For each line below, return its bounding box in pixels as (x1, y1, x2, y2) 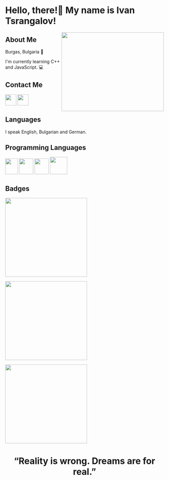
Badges (5, 184, 30, 193)
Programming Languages (5, 143, 87, 152)
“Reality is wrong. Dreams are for (14, 455, 155, 467)
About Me (5, 35, 37, 44)
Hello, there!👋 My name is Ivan (5, 5, 135, 16)
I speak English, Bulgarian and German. (5, 129, 87, 135)
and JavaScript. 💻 (5, 64, 44, 70)
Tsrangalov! (5, 15, 56, 27)
